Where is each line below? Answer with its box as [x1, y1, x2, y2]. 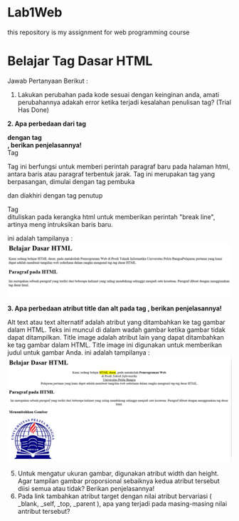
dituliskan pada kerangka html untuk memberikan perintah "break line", [7, 212, 216, 221]
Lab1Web [7, 4, 63, 21]
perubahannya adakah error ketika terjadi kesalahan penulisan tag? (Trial [17, 98, 231, 106]
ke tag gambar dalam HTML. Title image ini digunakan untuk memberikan [7, 340, 223, 349]
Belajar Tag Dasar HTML [7, 53, 153, 69]
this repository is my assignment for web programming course [7, 28, 190, 36]
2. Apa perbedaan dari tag [7, 119, 87, 128]
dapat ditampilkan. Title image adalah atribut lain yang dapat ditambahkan [7, 333, 224, 341]
